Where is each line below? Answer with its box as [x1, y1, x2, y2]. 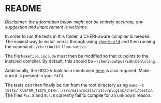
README [5, 3, 42, 14]
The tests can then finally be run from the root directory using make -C [5, 82, 144, 88]
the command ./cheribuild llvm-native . [5, 44, 87, 49]
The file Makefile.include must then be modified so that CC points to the [5, 53, 148, 59]
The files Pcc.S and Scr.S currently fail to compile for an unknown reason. [5, 92, 152, 98]
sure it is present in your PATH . [5, 73, 64, 78]
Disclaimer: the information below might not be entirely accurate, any [5, 19, 144, 25]
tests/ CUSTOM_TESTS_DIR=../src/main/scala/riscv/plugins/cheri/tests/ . [5, 87, 154, 93]
